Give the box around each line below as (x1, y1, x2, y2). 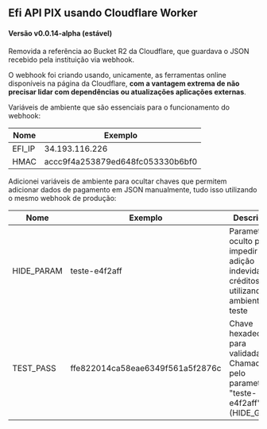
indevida (229, 265, 261, 276)
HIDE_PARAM (12, 265, 64, 276)
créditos (229, 275, 260, 286)
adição (229, 255, 255, 266)
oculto (229, 235, 253, 246)
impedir (229, 245, 258, 257)
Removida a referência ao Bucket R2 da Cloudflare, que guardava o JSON (8, 46, 250, 56)
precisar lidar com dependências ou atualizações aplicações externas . (8, 87, 246, 96)
